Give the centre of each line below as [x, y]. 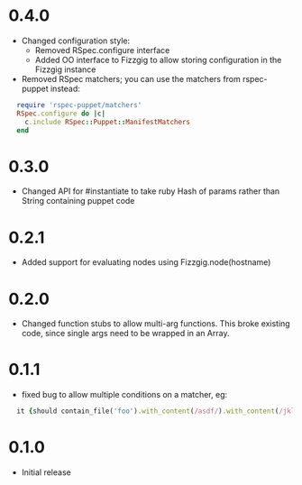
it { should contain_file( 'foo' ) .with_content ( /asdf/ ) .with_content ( [148, 411]
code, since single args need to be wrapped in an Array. [125, 334]
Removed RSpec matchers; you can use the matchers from [131, 78]
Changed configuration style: [76, 41]
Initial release [46, 472]
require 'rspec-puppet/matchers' [79, 105]
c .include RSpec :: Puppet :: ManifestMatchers [108, 122]
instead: [65, 88]
